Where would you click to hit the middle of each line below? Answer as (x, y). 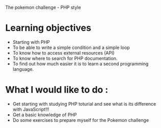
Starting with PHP (31, 42)
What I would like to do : (57, 90)
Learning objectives (48, 28)
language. (23, 69)
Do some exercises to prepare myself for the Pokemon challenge (81, 120)
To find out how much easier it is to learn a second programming (81, 64)
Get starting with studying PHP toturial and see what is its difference (84, 104)
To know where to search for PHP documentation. (65, 58)
